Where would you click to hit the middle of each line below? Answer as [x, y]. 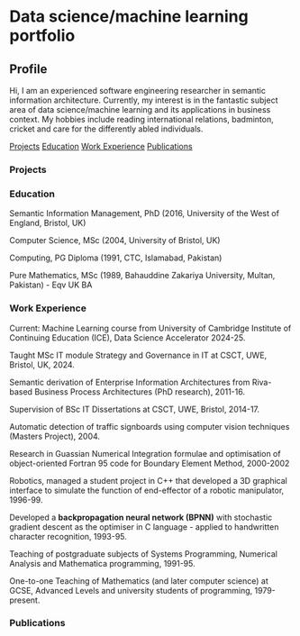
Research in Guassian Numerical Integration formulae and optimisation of [145, 453]
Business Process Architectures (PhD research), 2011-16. [140, 391]
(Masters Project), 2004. [55, 436]
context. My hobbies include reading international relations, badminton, [141, 119]
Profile [28, 69]
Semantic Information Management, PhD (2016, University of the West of [144, 214]
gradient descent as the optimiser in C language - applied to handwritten [144, 527]
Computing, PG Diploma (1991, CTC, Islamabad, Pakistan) [116, 258]
